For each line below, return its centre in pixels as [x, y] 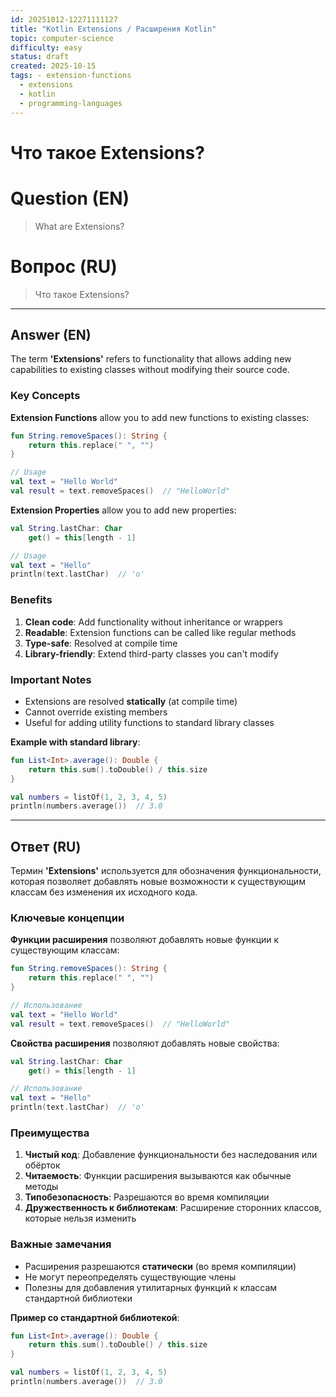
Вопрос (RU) [64, 266]
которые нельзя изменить [80, 1218]
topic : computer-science [62, 38]
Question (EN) [70, 198]
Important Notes [51, 679]
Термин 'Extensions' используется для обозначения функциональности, [166, 871]
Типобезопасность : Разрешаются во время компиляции [147, 1197]
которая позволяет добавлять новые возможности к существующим [158, 882]
